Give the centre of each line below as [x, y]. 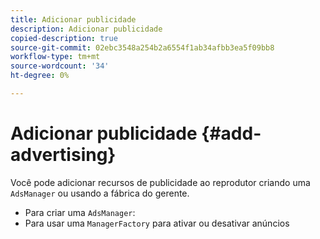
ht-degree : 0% [40, 76]
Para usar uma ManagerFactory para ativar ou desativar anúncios [157, 223]
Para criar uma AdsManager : [80, 212]
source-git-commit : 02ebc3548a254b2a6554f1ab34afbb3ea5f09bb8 [142, 47]
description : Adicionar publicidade [86, 29]
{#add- [231, 133]
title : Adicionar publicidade [73, 19]
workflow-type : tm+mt [55, 57]
